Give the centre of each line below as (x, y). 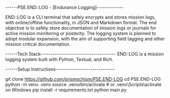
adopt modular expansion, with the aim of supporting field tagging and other (85, 39)
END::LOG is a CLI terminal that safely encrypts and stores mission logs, (80, 17)
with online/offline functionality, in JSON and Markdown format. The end (81, 23)
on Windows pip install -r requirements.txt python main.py (66, 90)
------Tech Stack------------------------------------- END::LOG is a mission (84, 54)
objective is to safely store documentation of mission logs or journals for (81, 28)
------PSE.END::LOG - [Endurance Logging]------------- (64, 7)
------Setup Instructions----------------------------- (60, 69)
